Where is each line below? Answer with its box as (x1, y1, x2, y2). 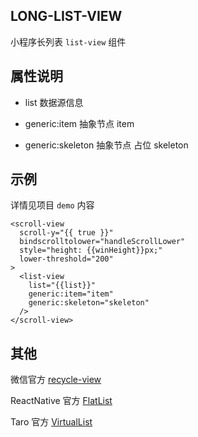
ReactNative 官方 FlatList (10, 395, 113, 407)
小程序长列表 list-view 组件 (10, 35, 127, 48)
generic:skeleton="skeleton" (28, 298, 150, 308)
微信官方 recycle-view (10, 374, 102, 386)
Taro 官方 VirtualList (10, 416, 93, 428)
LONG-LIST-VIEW (10, 8, 123, 25)
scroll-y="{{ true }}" (19, 228, 114, 238)
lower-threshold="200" (19, 254, 114, 264)
